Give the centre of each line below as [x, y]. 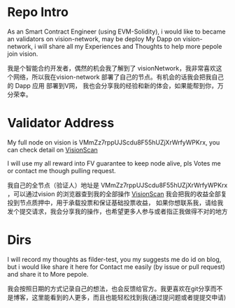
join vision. [23, 54]
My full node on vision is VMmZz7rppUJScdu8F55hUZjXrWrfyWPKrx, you [114, 142]
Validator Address [61, 123]
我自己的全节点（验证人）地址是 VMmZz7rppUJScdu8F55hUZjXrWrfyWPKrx [117, 185]
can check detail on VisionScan [52, 149]
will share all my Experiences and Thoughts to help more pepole [130, 46]
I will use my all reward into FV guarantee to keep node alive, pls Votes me [114, 163]
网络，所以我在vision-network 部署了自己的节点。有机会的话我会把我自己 [119, 77]
